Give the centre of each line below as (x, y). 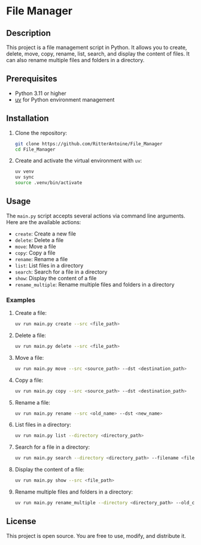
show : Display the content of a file (56, 278)
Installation (28, 119)
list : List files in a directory (49, 265)
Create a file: (31, 313)
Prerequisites (32, 79)
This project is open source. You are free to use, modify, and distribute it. (96, 535)
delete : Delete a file (39, 240)
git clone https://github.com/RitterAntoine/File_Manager (89, 144)
